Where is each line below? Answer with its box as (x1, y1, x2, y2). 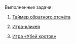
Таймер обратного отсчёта (12, 14, 71, 19)
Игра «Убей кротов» (12, 33, 57, 39)
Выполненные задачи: (5, 4, 53, 10)
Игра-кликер (12, 23, 41, 29)
